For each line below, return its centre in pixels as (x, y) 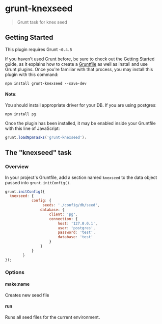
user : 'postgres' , (77, 228)
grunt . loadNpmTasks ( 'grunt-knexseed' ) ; (46, 137)
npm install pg (21, 114)
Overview (17, 167)
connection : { (63, 219)
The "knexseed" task (39, 153)
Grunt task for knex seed (42, 22)
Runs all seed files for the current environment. (53, 317)
